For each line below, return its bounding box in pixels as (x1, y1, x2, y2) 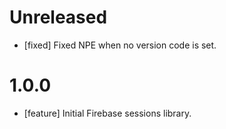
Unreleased (9, 6, 108, 29)
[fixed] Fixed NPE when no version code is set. (23, 39, 217, 51)
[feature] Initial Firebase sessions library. (23, 107, 192, 119)
